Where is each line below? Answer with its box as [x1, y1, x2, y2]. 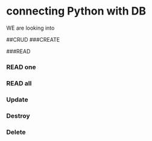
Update [6, 95, 28, 103]
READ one [6, 62, 36, 71]
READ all [6, 79, 32, 87]
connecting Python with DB [6, 4, 147, 18]
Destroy [6, 111, 30, 120]
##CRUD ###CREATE [6, 36, 60, 43]
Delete [6, 128, 26, 136]
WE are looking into [6, 24, 55, 31]
